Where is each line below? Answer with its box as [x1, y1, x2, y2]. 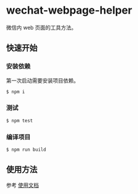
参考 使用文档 [6, 182, 39, 189]
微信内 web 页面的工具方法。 [6, 24, 77, 31]
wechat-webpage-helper [6, 4, 132, 17]
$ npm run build [6, 147, 46, 152]
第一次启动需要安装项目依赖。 [6, 77, 79, 84]
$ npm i [6, 88, 25, 95]
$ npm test [6, 117, 33, 123]
